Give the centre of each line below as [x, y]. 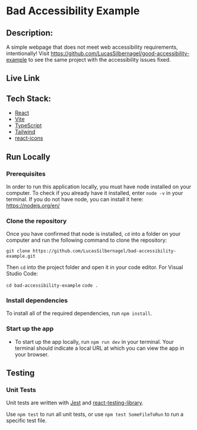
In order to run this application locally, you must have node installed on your [99, 186]
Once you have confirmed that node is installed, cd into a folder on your [93, 234]
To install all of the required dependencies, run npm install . [79, 314]
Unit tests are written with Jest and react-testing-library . [75, 403]
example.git [21, 257]
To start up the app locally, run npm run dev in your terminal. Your [94, 342]
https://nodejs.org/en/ [33, 205]
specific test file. [26, 420]
